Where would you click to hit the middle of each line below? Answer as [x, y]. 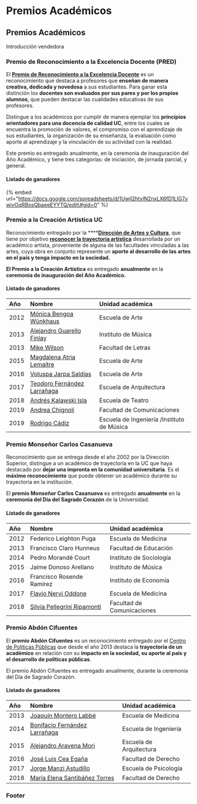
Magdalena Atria [53, 357]
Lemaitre [42, 364]
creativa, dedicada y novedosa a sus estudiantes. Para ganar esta [87, 87]
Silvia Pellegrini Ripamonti [66, 606]
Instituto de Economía [140, 580]
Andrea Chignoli [52, 410]
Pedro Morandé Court [60, 557]
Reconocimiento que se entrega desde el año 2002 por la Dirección [88, 457]
